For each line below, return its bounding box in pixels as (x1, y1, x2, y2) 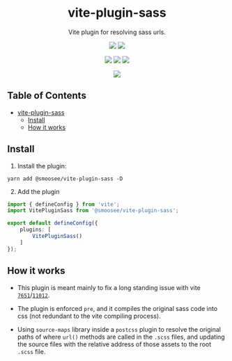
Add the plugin (17, 187, 60, 195)
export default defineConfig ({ (7, 220, 98, 227)
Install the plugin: (17, 161, 67, 170)
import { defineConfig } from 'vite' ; (7, 200, 120, 208)
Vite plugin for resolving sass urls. (68, 28, 166, 36)
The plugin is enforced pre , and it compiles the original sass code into (17, 304, 218, 312)
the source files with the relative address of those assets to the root (17, 339, 212, 348)
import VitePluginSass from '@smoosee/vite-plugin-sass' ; (7, 207, 179, 214)
